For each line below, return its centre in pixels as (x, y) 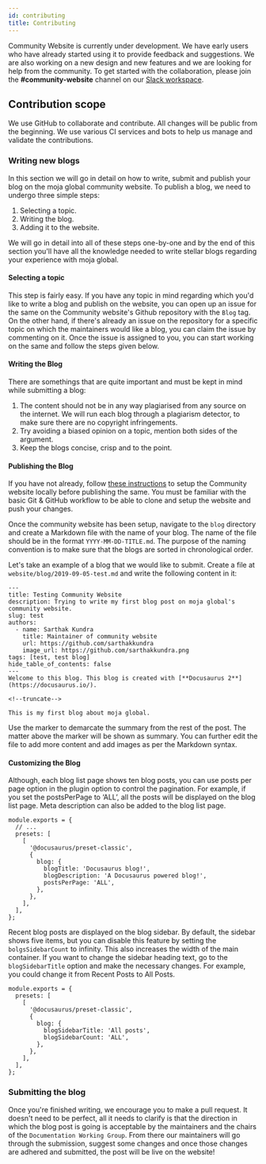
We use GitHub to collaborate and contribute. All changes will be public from (133, 123)
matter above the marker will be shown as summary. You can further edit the (133, 736)
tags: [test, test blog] (49, 657)
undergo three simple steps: (54, 195)
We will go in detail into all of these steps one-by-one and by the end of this (132, 242)
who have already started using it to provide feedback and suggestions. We (131, 54)
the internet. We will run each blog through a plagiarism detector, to (129, 414)
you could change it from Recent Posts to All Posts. (92, 974)
